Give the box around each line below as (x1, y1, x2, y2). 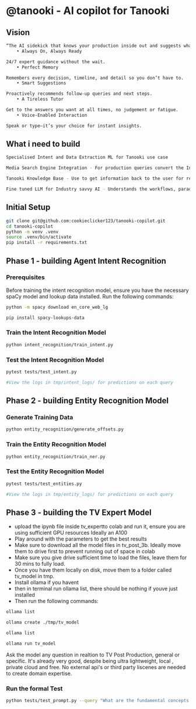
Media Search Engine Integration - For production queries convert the (6, 165, 184, 171)
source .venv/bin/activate (6, 234, 72, 240)
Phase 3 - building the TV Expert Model (6, 507, 152, 517)
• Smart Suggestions (16, 80, 66, 86)
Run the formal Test (6, 684, 63, 693)
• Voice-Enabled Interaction (16, 112, 87, 118)
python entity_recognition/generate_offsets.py (6, 426, 124, 432)
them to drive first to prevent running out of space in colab (14, 548, 156, 555)
